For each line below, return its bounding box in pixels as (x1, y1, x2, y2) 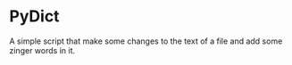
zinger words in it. (9, 45, 76, 55)
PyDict (9, 6, 60, 27)
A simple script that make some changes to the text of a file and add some (9, 36, 283, 46)
